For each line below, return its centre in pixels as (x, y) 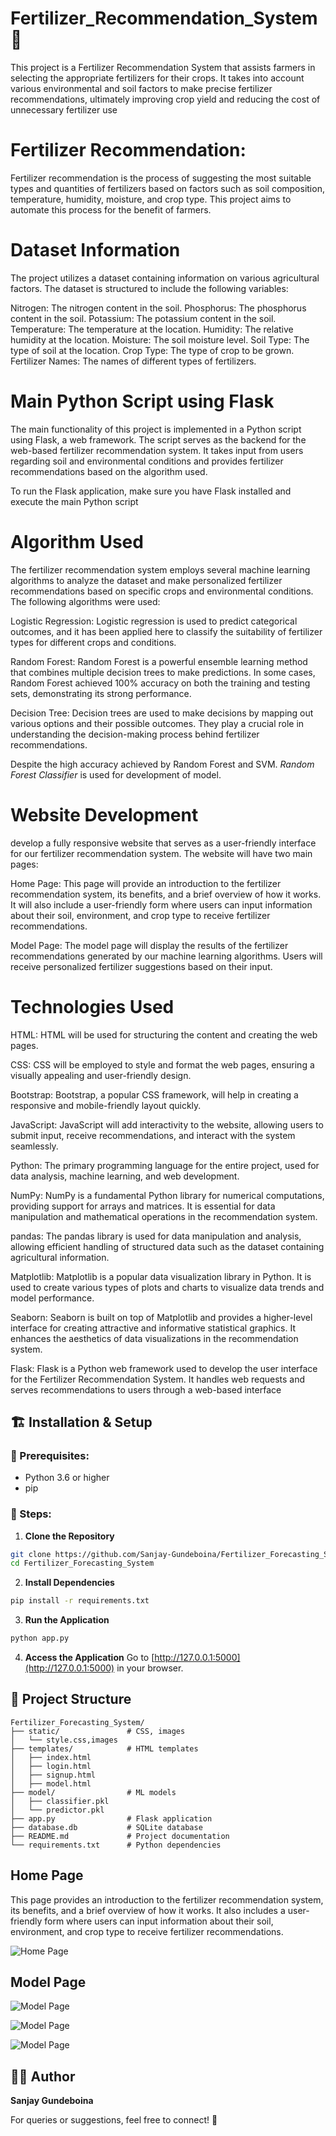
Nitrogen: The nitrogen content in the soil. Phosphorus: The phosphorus (158, 308)
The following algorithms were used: (85, 601)
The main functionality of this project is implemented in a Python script (156, 429)
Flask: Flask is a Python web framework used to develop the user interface (164, 1368)
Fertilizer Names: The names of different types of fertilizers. (133, 361)
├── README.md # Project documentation (120, 1836)
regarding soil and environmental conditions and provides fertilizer (147, 461)
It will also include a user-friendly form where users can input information (161, 904)
